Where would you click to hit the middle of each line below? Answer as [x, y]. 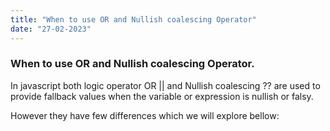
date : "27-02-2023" [51, 29]
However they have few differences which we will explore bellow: [145, 115]
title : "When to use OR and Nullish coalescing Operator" [133, 19]
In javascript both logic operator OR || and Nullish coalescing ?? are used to [165, 85]
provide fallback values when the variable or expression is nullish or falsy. [162, 96]
